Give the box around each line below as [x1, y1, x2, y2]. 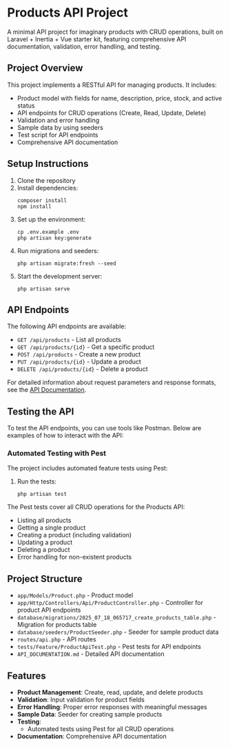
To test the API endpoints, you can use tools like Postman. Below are [7, 424, 202, 432]
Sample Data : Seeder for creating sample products [17, 710, 163, 719]
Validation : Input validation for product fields [17, 695, 145, 704]
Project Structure [7, 572, 83, 584]
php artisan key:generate [17, 235, 92, 241]
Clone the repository [17, 176, 76, 184]
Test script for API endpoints [17, 130, 98, 139]
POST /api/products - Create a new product [17, 350, 141, 359]
